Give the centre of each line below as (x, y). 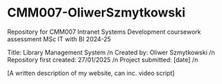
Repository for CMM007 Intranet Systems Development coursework (104, 32)
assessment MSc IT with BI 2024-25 (59, 39)
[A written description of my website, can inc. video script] (91, 73)
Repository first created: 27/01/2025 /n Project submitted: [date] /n (103, 59)
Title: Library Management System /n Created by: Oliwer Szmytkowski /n (111, 52)
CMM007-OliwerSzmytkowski (96, 13)
